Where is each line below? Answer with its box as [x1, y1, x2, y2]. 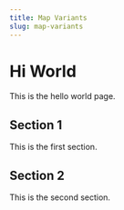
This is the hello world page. [9, 91, 116, 102]
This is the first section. [9, 142, 98, 153]
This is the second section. [9, 192, 111, 203]
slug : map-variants [9, 22, 84, 31]
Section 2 [9, 167, 66, 183]
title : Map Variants [9, 13, 88, 23]
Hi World [9, 61, 77, 82]
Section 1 [9, 117, 62, 133]
